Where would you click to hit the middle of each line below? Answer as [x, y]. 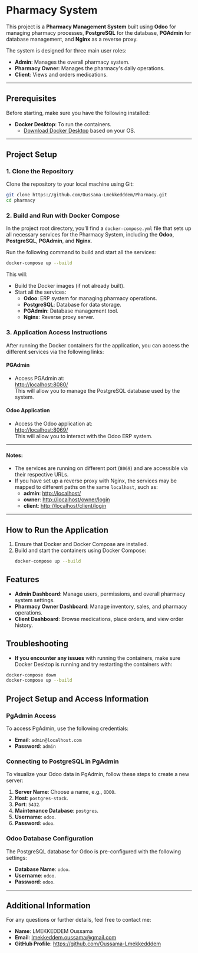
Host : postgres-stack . [42, 798]
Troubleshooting [37, 644]
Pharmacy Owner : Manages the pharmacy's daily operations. [90, 68]
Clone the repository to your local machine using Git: [70, 184]
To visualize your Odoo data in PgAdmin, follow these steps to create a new [98, 774]
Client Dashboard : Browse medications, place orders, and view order [99, 619]
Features [23, 579]
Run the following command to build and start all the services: [81, 252]
